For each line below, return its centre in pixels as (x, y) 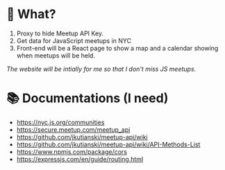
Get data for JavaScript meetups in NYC (74, 40)
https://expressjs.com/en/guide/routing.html (80, 159)
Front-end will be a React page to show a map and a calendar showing (117, 48)
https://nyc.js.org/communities (60, 122)
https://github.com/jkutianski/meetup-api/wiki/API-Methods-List (108, 144)
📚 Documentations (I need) (87, 98)
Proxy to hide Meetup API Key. (60, 33)
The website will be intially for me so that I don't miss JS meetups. (101, 69)
